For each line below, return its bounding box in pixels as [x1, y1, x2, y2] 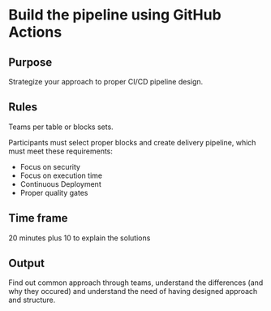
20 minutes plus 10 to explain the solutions [8, 233, 151, 243]
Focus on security [19, 162, 81, 171]
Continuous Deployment [19, 179, 101, 188]
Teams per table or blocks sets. [8, 122, 114, 132]
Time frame [8, 211, 68, 225]
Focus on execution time [19, 171, 103, 180]
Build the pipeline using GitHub [8, 6, 222, 24]
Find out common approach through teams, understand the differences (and [8, 278, 264, 287]
